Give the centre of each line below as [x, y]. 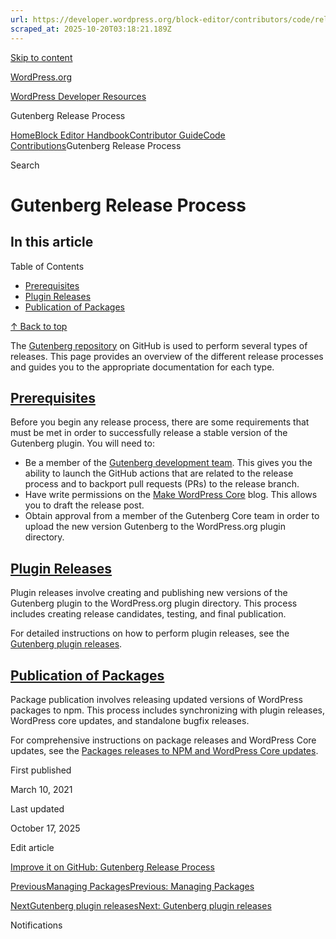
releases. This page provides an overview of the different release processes [167, 356]
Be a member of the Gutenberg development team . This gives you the [168, 463]
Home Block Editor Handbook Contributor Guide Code [118, 135]
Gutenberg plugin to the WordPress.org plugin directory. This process [154, 603]
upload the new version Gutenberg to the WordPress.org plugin [155, 527]
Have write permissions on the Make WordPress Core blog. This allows [171, 495]
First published [41, 770]
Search [25, 165]
